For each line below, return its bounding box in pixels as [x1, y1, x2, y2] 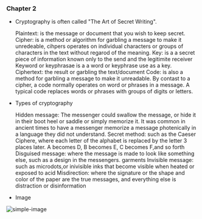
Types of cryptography [15, 99, 73, 107]
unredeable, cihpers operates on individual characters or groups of [15, 42, 184, 50]
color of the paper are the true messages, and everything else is [15, 176, 176, 183]
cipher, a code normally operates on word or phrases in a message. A [15, 81, 190, 89]
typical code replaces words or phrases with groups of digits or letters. [15, 88, 193, 95]
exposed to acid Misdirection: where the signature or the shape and [15, 169, 186, 177]
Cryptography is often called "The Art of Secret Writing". [15, 18, 157, 25]
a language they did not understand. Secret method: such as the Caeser [15, 130, 197, 138]
